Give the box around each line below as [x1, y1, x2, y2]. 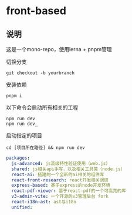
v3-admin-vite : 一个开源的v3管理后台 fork [11, 193, 109, 200]
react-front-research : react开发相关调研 [11, 177, 109, 183]
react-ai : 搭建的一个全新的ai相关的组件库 [11, 171, 104, 177]
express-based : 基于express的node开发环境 [11, 183, 110, 188]
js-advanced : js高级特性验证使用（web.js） [11, 160, 110, 166]
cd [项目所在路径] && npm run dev [6, 145, 85, 151]
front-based [6, 4, 66, 18]
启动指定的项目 [6, 132, 42, 139]
